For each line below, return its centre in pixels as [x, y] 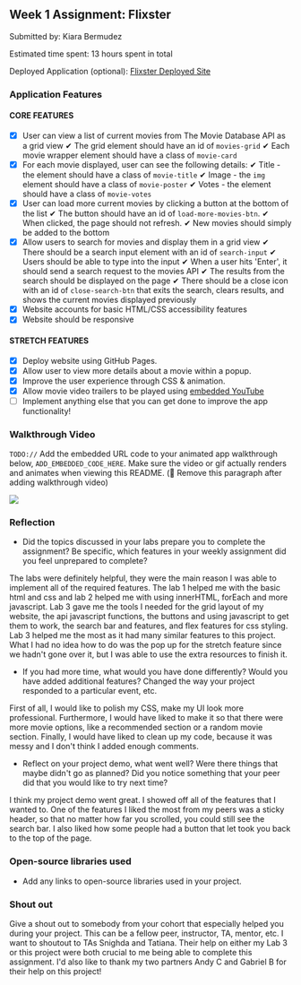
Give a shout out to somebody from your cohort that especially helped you [146, 924]
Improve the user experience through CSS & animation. [124, 381]
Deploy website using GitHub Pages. [90, 360]
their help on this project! [56, 972]
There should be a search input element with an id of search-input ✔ [149, 252]
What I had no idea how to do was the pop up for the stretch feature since [146, 645]
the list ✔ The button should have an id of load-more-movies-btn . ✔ [146, 213]
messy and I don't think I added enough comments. [104, 747]
